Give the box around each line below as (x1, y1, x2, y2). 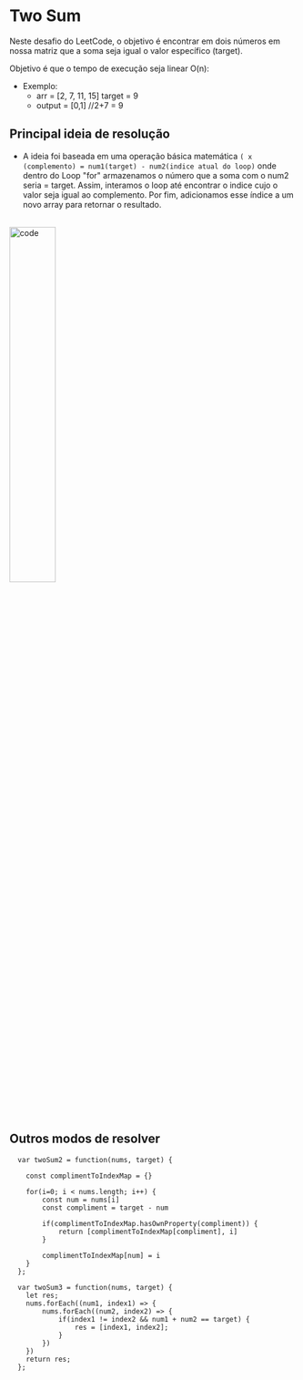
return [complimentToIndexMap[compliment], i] (57, 1227, 238, 1236)
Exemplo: (22, 80, 58, 91)
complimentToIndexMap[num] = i (42, 1251, 161, 1260)
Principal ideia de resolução (9, 127, 170, 142)
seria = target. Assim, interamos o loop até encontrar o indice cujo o (22, 179, 278, 190)
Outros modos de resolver (9, 1131, 161, 1147)
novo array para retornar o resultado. (22, 199, 162, 210)
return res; (25, 1354, 71, 1364)
